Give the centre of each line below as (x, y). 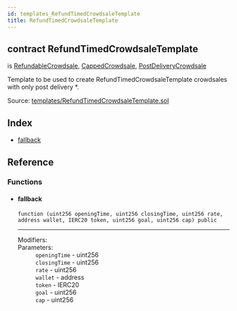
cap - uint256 (54, 300)
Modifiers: (32, 240)
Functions (25, 182)
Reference (31, 162)
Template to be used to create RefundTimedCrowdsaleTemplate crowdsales (117, 80)
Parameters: (35, 247)
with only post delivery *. (43, 87)
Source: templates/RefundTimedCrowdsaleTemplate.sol (88, 101)
